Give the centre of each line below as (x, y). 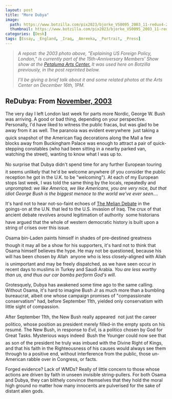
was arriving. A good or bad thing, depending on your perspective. (76, 119)
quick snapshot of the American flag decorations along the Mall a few (79, 138)
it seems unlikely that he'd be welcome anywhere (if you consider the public (85, 172)
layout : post (19, 10)
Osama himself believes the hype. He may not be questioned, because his (83, 251)
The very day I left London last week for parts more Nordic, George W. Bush (85, 113)
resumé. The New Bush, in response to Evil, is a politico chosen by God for (84, 330)
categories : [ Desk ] (26, 34)
